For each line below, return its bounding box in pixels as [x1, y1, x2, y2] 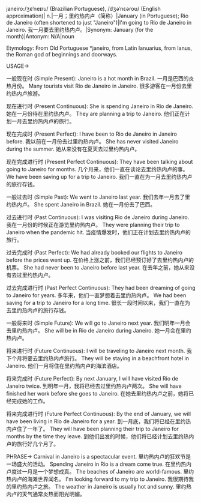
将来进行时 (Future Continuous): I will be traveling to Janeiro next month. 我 [6, 348, 192, 354]
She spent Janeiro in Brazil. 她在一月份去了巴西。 [34, 201, 156, 208]
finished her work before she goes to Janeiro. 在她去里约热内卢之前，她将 [6, 390, 189, 397]
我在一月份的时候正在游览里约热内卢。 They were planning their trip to [6, 221, 180, 228]
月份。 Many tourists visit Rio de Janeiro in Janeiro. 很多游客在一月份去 [11, 82, 187, 89]
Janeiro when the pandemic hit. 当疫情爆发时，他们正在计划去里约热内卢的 [6, 229, 191, 236]
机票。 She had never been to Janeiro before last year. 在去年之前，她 [6, 264, 179, 271]
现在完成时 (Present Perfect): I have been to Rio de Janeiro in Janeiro [6, 130, 177, 137]
